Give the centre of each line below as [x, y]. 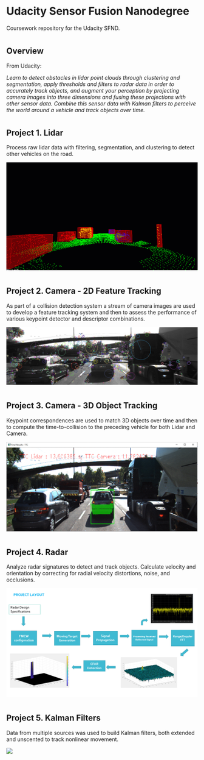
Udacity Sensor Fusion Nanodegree [98, 11]
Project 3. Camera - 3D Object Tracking [82, 406]
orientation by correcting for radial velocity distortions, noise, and [88, 574]
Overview [25, 51]
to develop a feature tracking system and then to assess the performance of [102, 312]
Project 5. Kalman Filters [54, 718]
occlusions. [21, 580]
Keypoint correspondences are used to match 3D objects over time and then [102, 420]
